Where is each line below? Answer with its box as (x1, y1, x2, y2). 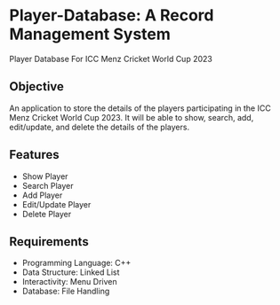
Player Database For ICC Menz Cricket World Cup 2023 (9, 53, 213, 64)
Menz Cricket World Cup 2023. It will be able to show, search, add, (9, 112, 254, 122)
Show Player (21, 170, 68, 182)
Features (9, 147, 60, 162)
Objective (9, 79, 65, 94)
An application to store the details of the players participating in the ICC (9, 103, 271, 113)
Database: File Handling (21, 285, 110, 297)
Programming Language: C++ (21, 258, 132, 269)
